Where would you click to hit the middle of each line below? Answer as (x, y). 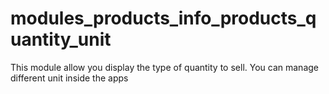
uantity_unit (61, 39)
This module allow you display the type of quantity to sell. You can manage (165, 67)
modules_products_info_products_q (163, 18)
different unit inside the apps (69, 78)
